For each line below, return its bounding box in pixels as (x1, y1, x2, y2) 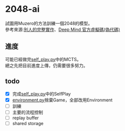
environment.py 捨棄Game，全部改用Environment (12, 97, 113, 103)
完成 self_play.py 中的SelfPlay (12, 91, 71, 97)
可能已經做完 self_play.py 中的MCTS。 (5, 56, 81, 62)
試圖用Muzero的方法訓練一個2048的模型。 (5, 20, 93, 26)
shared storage (12, 120, 44, 126)
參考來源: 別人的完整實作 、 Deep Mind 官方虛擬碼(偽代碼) (5, 26, 121, 33)
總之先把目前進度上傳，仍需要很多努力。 (5, 63, 88, 68)
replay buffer (12, 115, 39, 121)
